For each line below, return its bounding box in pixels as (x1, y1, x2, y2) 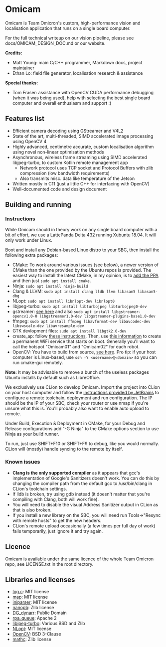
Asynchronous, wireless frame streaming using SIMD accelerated (12, 154, 147, 160)
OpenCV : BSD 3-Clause (12, 631, 61, 637)
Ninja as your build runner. (5, 431, 59, 437)
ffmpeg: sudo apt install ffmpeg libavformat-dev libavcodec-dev (12, 318, 151, 324)
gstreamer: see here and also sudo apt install (12, 309, 110, 315)
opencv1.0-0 (12, 314, 37, 319)
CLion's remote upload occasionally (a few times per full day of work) (12, 522, 156, 529)
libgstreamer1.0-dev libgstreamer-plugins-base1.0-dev (39, 314, 156, 319)
